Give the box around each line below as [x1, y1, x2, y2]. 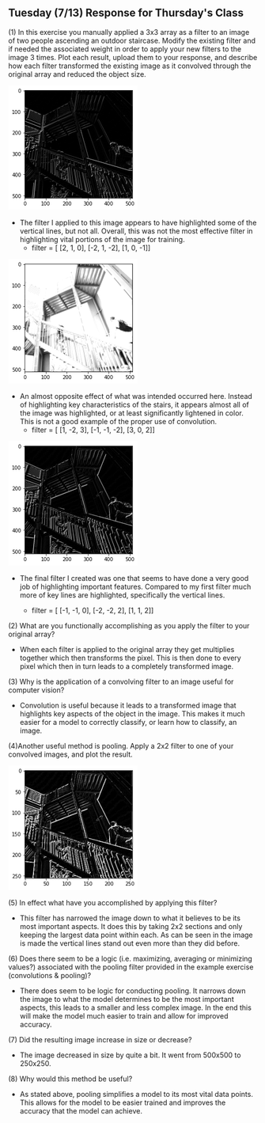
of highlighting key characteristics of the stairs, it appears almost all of [19, 400, 249, 409]
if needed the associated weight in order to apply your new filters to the [8, 44, 242, 54]
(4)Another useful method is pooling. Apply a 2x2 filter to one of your [8, 741, 234, 750]
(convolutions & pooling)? [8, 970, 92, 980]
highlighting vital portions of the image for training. [19, 234, 185, 244]
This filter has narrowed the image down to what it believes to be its [19, 913, 241, 923]
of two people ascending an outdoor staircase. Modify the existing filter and [8, 36, 256, 45]
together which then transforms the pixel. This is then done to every [19, 653, 241, 662]
